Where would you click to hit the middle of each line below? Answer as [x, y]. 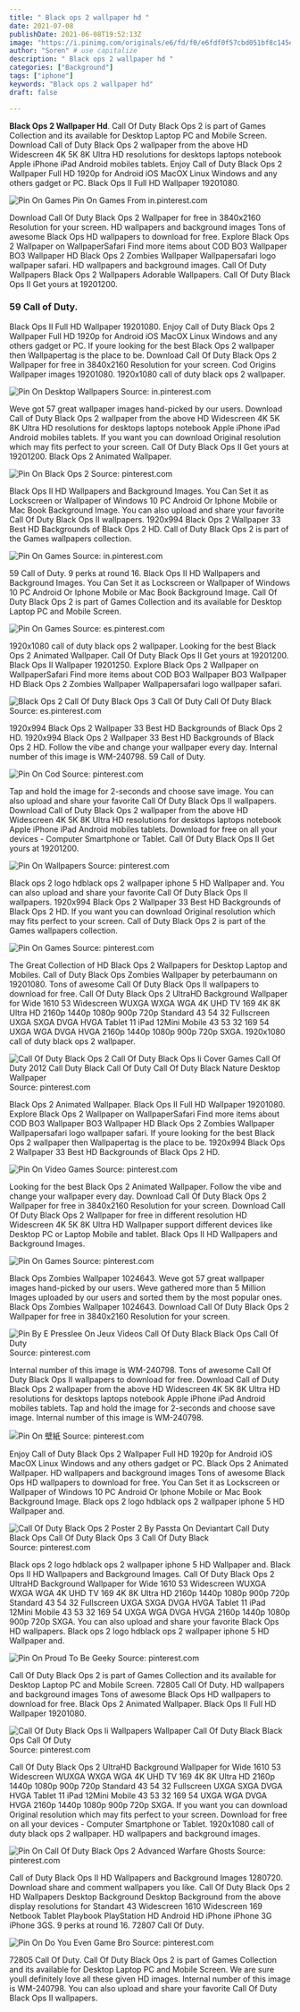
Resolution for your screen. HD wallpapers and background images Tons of [148, 227]
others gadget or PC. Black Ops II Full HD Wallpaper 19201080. [125, 183]
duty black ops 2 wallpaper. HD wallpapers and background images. [135, 1833]
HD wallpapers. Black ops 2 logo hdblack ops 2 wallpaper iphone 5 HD [139, 1631]
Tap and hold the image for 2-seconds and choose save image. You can [142, 791]
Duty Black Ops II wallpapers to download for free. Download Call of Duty [144, 1380]
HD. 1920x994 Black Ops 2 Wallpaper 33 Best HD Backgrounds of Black [142, 737]
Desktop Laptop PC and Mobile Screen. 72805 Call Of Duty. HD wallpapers [147, 1685]
